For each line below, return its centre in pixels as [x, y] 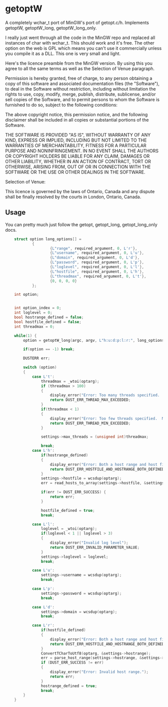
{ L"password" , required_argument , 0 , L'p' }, [97, 262]
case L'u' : [43, 570]
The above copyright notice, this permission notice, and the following [76, 114]
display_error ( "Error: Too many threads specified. [105, 395]
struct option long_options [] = [48, 239]
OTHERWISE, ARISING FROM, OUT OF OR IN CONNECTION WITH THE [78, 167]
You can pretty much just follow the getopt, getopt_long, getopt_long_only [81, 224]
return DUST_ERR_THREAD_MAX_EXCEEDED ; [90, 400]
